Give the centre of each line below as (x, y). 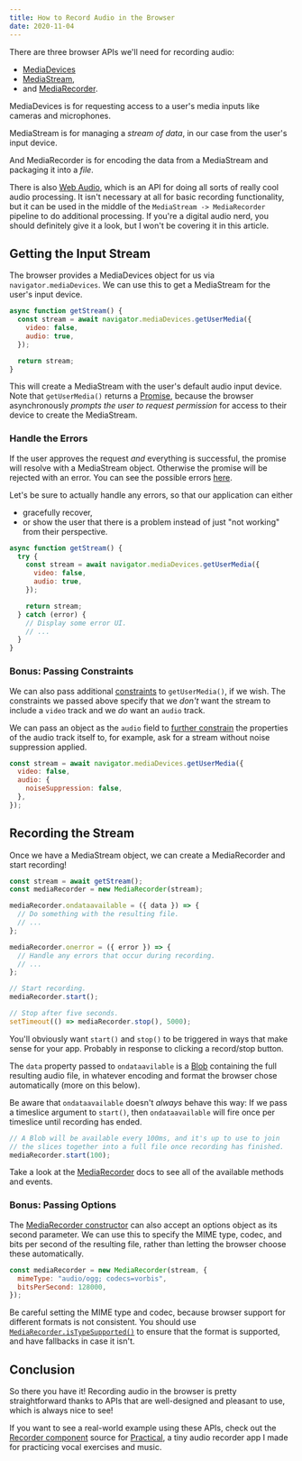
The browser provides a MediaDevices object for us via (112, 275)
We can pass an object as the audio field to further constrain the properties (149, 728)
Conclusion (42, 1369)
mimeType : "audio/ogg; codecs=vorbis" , (92, 1278)
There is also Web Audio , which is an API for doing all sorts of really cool (144, 187)
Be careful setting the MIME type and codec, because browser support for (147, 1312)
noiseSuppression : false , (74, 789)
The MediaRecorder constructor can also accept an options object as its (143, 1225)
